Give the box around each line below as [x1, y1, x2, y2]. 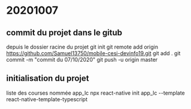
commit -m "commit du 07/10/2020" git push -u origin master [6, 56, 158, 63]
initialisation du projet [6, 73, 90, 84]
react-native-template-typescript [6, 95, 88, 102]
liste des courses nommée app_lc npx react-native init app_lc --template [6, 89, 186, 96]
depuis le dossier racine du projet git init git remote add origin [6, 43, 159, 50]
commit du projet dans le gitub [6, 28, 123, 38]
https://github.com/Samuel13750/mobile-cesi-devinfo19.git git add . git [6, 50, 181, 57]
